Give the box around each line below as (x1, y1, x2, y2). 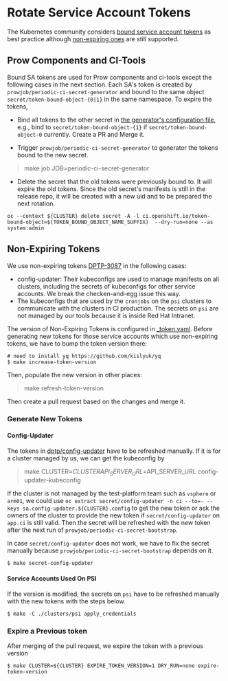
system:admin (7, 225, 45, 232)
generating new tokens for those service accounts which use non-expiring (7, 332, 218, 340)
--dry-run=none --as (154, 219, 214, 225)
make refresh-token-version (23, 383, 104, 392)
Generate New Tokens (7, 414, 82, 424)
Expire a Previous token (7, 626, 88, 636)
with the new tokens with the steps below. (7, 596, 126, 605)
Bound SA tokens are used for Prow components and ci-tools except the (7, 73, 212, 81)
